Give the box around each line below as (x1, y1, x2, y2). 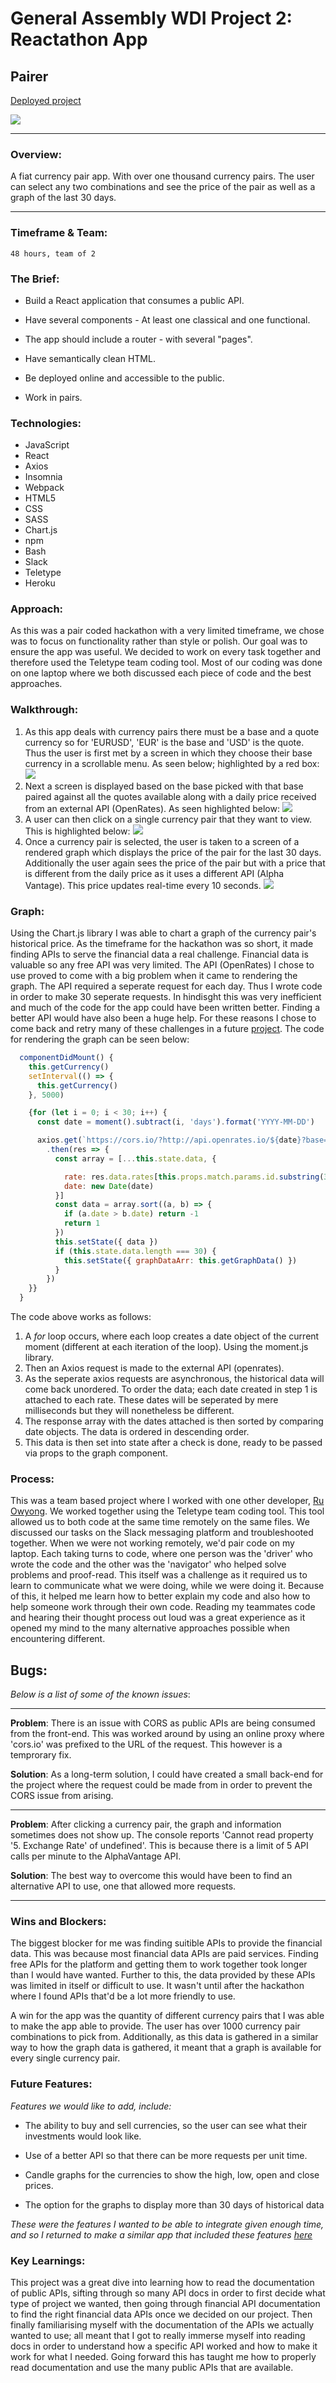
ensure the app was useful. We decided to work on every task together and (10, 646, 322, 658)
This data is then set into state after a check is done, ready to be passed (24, 1437, 323, 1449)
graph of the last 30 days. (10, 192, 117, 204)
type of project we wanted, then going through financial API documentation (10, 2298, 321, 2310)
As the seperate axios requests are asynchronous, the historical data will (24, 1373, 325, 1385)
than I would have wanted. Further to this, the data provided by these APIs (10, 1969, 316, 1981)
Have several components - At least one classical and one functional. (24, 313, 311, 326)
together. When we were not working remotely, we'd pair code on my (10, 1537, 295, 1549)
